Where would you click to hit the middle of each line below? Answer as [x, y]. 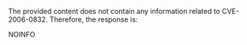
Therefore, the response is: [94, 19]
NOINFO [22, 35]
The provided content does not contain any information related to [114, 11]
